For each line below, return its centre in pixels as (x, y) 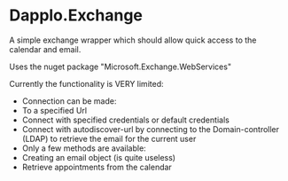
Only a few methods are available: (84, 148)
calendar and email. (45, 49)
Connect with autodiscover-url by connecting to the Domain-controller (151, 129)
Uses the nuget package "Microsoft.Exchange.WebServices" (121, 67)
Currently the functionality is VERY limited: (86, 83)
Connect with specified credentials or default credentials (126, 120)
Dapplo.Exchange (76, 16)
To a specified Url (54, 110)
